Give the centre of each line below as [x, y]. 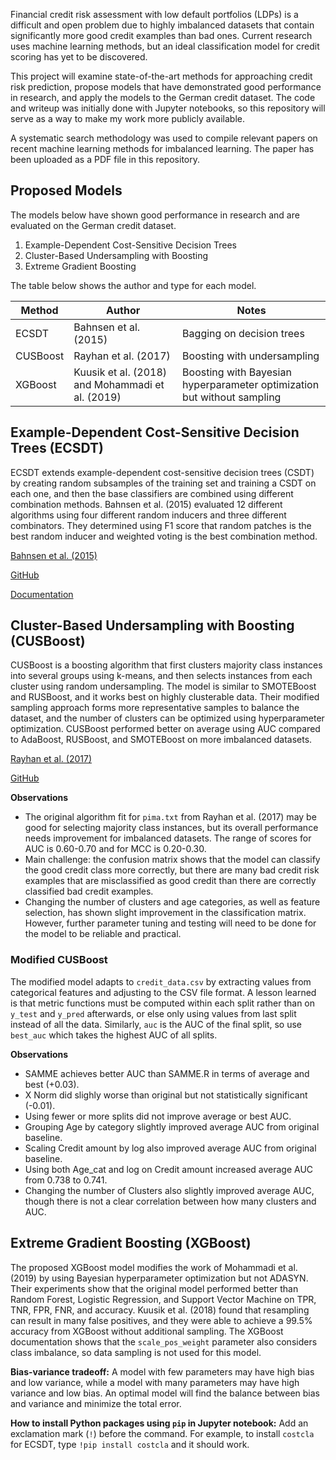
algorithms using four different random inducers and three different [148, 515]
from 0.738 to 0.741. [66, 1180]
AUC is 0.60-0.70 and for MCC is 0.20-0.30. [115, 849]
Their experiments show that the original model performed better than [154, 1288]
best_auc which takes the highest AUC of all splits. [114, 1035]
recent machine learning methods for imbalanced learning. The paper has [162, 148]
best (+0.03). [52, 1084]
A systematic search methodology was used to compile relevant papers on [164, 138]
